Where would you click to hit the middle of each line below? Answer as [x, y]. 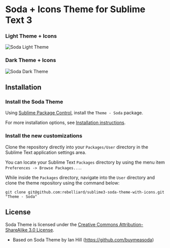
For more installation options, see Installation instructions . [65, 122]
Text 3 [19, 20]
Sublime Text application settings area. [46, 152]
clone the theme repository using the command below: [62, 183]
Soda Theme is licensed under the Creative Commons [62, 224]
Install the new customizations [44, 136]
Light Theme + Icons [31, 36]
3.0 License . [41, 230]
